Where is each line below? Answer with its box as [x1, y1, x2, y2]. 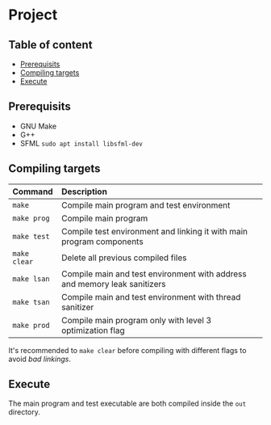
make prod [12, 321, 50, 330]
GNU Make [19, 121, 57, 131]
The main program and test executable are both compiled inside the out [8, 398, 247, 409]
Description [61, 186, 107, 197]
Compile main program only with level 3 [61, 314, 212, 326]
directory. [8, 407, 40, 417]
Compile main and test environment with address [61, 268, 248, 280]
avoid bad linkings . [8, 354, 71, 364]
